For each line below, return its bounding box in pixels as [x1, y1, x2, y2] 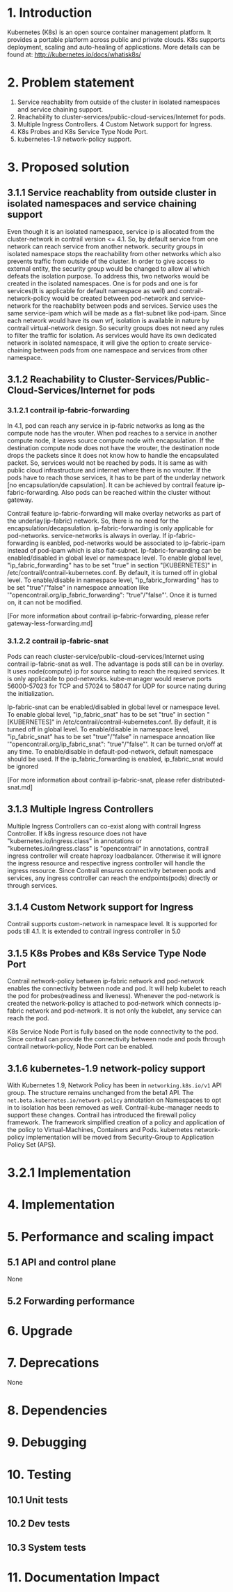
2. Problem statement [7, 75, 134, 91]
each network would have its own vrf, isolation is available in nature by [7, 316, 210, 325]
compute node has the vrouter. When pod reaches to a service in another [7, 429, 218, 437]
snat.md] [7, 783, 33, 791]
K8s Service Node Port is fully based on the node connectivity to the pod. [7, 1027, 218, 1036]
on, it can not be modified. [7, 598, 83, 607]
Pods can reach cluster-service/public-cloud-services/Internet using [7, 652, 204, 660]
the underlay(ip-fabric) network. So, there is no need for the [7, 516, 179, 525]
